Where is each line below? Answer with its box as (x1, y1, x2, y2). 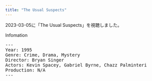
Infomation (5, 32, 28, 38)
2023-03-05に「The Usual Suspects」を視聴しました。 (5, 22, 122, 28)
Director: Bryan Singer (5, 57, 64, 63)
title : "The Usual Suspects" (5, 7, 67, 13)
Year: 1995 (5, 47, 32, 53)
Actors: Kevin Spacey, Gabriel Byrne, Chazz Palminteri (5, 62, 147, 68)
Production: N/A (5, 67, 46, 73)
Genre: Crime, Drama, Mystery (5, 52, 81, 58)
